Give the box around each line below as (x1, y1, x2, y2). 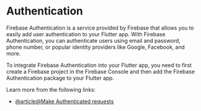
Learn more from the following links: (6, 86, 96, 93)
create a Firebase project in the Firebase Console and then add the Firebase (6, 68, 195, 75)
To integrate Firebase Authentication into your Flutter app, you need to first (6, 62, 192, 69)
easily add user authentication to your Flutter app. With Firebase (6, 30, 165, 37)
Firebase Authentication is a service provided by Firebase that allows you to (6, 24, 194, 31)
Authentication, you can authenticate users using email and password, (6, 37, 181, 44)
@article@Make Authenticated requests (14, 98, 114, 105)
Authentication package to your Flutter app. (6, 74, 114, 81)
